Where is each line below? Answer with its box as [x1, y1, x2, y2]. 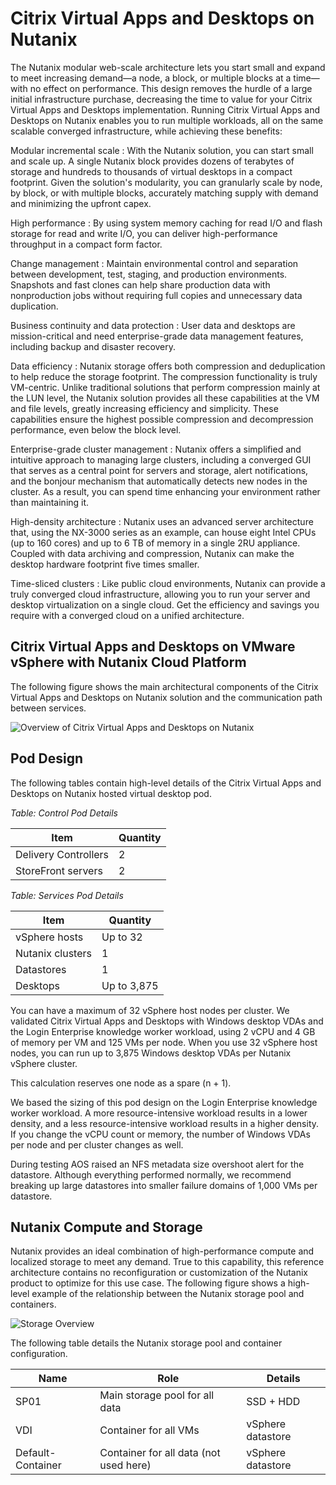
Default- [15, 1446, 57, 1460]
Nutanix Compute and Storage [10, 1218, 203, 1236]
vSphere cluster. [10, 1057, 78, 1069]
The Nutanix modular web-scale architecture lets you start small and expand [10, 61, 326, 73]
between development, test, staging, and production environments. [10, 268, 288, 280]
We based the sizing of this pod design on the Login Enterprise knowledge [10, 1096, 318, 1108]
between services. [10, 702, 87, 714]
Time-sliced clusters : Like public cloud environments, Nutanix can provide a [10, 577, 326, 589]
